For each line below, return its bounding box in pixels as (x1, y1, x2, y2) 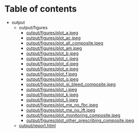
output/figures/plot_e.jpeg (26, 66, 79, 71)
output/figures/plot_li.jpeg (26, 97, 78, 102)
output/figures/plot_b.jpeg (26, 50, 79, 56)
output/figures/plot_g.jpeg (26, 76, 79, 82)
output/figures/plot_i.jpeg (26, 86, 77, 92)
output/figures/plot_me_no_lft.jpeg (26, 107, 96, 113)
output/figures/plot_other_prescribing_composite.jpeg (26, 117, 134, 123)
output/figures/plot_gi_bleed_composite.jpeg (26, 81, 116, 87)
